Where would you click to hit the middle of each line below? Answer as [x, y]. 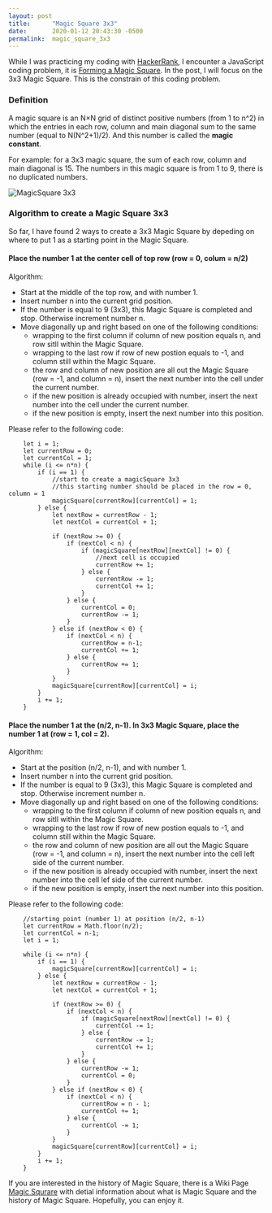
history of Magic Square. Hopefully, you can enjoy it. [96, 1201]
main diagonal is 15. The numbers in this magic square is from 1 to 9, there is [136, 168]
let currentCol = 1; [58, 459]
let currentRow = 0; [58, 451]
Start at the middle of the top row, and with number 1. [109, 293]
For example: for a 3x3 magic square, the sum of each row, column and [127, 159]
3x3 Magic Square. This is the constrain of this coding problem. [114, 79]
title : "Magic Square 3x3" [63, 24]
